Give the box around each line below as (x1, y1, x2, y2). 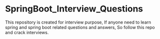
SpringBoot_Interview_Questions (5, 3, 143, 14)
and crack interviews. (5, 29, 49, 35)
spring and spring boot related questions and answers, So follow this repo (5, 24, 155, 30)
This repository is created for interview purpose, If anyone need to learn (5, 19, 152, 25)
